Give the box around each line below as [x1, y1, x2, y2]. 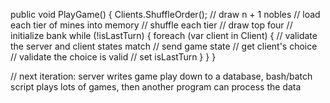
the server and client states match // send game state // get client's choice [10, 40, 318, 52]
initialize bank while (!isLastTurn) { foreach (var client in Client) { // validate [10, 30, 318, 41]
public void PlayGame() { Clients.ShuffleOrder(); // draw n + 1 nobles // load [10, 9, 321, 20]
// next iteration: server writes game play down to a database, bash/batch [10, 70, 313, 82]
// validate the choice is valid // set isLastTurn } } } [10, 51, 217, 63]
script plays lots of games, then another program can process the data [10, 81, 302, 93]
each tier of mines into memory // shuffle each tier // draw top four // [10, 19, 293, 31]
